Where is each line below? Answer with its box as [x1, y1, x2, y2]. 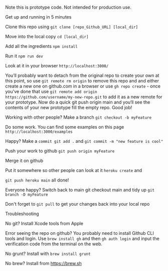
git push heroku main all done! [5, 177, 69, 183]
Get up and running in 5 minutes [5, 14, 72, 20]
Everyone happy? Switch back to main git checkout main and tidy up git [5, 187, 154, 193]
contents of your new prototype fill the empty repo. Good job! [5, 105, 132, 110]
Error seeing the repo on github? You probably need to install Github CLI [5, 230, 154, 236]
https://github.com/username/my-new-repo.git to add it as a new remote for [5, 94, 162, 100]
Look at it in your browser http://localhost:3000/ [5, 63, 109, 68]
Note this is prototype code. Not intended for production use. [5, 5, 132, 10]
